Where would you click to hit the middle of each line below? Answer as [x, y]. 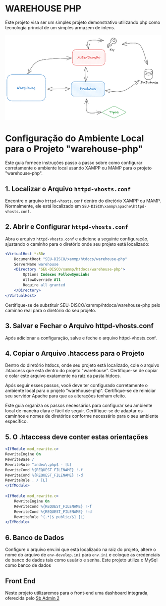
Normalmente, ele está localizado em [43, 206]
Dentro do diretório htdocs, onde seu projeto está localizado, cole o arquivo [82, 365]
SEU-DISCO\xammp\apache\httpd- [114, 207]
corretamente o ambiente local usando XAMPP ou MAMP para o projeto [79, 168]
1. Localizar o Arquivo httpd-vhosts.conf [68, 189]
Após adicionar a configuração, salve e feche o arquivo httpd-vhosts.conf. [81, 338]
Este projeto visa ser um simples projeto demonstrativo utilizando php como [83, 22]
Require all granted [44, 285]
